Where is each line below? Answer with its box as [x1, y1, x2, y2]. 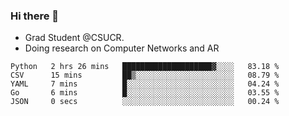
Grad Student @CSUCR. [24, 32, 125, 44]
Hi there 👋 [10, 9, 60, 23]
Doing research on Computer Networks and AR [24, 42, 220, 54]
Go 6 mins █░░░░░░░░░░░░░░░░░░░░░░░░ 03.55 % [10, 88, 280, 98]
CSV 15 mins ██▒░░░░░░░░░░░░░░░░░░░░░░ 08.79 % [10, 70, 280, 81]
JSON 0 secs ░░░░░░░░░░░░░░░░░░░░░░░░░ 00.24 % [10, 97, 280, 107]
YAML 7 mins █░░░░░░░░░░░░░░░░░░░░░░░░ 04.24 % [10, 79, 280, 89]
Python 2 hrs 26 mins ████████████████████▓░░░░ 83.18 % [10, 62, 280, 72]
